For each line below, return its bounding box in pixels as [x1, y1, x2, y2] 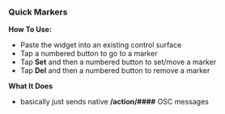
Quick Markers [8, 6, 68, 18]
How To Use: [8, 25, 53, 35]
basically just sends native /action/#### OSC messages [19, 97, 209, 107]
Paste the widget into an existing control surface [19, 40, 182, 50]
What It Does [8, 81, 53, 91]
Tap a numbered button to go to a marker [19, 49, 158, 59]
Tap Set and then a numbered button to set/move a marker [19, 57, 217, 67]
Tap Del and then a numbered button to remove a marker [19, 66, 210, 75]
